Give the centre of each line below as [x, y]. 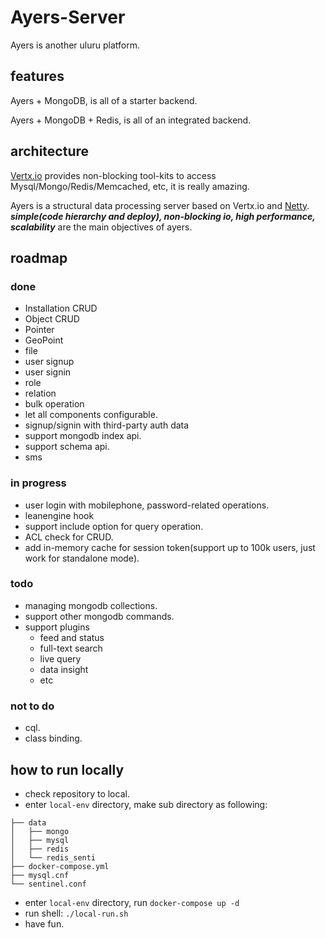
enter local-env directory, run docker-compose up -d [132, 902]
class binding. [53, 738]
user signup [49, 362]
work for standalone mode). [82, 558]
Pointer [39, 330]
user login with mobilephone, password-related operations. [147, 505]
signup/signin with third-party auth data [107, 425]
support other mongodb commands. [99, 616]
